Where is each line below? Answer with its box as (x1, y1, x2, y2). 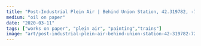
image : (6, 31, 23, 37)
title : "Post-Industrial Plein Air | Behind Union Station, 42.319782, (6, 8, 188, 15)
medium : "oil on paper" (6, 14, 66, 20)
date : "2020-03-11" (6, 20, 55, 26)
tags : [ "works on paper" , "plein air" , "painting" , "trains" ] (6, 25, 162, 32)
